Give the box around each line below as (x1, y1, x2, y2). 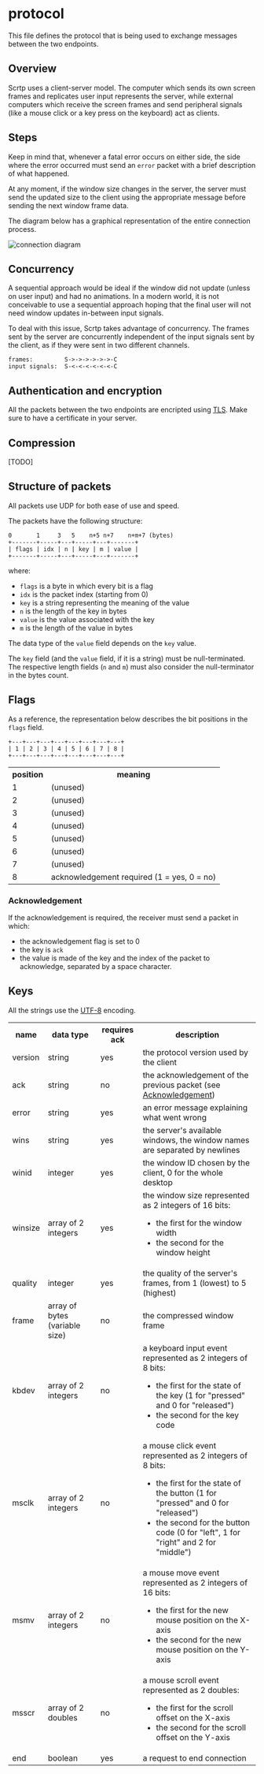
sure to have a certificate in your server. (8, 413, 137, 423)
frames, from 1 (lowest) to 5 (142, 1277, 247, 1288)
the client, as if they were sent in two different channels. (8, 341, 190, 350)
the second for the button (156, 1517, 250, 1528)
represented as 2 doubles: (142, 1684, 240, 1695)
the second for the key (156, 1409, 240, 1420)
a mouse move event (142, 1567, 220, 1578)
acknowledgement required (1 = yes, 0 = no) (50, 871, 217, 882)
